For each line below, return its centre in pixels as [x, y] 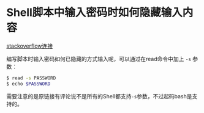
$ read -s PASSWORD [31, 78]
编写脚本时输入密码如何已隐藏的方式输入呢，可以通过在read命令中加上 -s [99, 59]
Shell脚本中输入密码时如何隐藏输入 [94, 13]
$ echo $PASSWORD [28, 84]
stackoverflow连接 [30, 46]
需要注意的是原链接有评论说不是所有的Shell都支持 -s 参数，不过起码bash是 [99, 96]
